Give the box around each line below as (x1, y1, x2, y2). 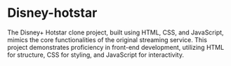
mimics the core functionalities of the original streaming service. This (7, 35, 207, 44)
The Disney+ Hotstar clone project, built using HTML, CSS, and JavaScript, (7, 28, 224, 37)
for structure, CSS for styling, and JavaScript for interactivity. (7, 51, 185, 59)
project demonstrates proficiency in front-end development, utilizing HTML (7, 43, 225, 51)
